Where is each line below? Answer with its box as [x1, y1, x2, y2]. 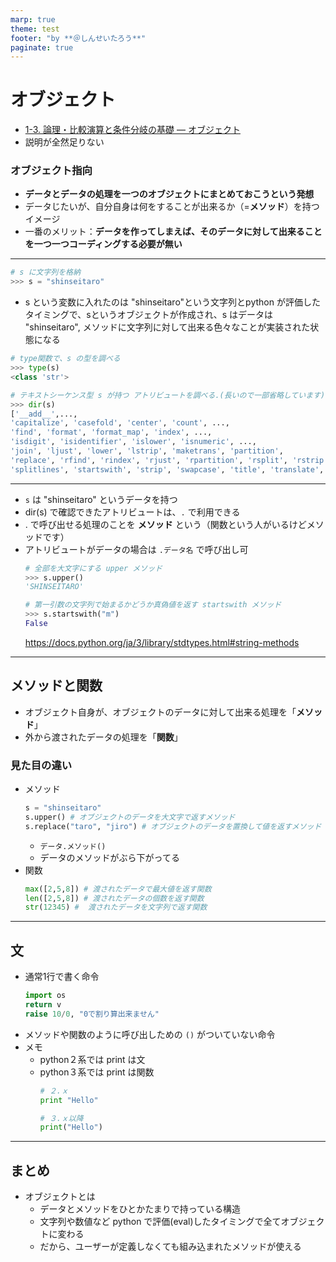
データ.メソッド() [39, 841, 107, 851]
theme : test [10, 24, 60, 34]
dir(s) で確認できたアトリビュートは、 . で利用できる [24, 506, 241, 518]
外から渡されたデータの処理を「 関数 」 [24, 731, 183, 743]
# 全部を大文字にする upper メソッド [24, 563, 163, 573]
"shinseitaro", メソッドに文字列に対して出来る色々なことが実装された [24, 321, 311, 333]
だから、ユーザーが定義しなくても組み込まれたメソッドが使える [39, 1241, 302, 1253]
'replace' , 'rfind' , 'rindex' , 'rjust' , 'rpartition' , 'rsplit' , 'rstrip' [10, 455, 329, 465]
